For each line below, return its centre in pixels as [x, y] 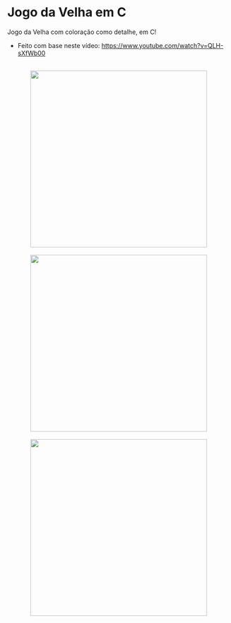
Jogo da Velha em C [67, 12]
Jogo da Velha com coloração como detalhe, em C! [82, 32]
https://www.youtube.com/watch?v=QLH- [162, 45]
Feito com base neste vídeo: [59, 45]
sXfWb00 [31, 53]
